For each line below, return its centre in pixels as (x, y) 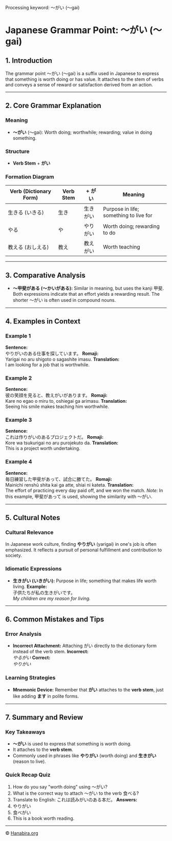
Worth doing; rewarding (132, 226)
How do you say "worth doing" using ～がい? (60, 786)
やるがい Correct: (31, 658)
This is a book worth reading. (44, 818)
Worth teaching (122, 247)
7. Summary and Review (44, 717)
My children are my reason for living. (51, 598)
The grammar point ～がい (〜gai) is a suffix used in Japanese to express (82, 73)
